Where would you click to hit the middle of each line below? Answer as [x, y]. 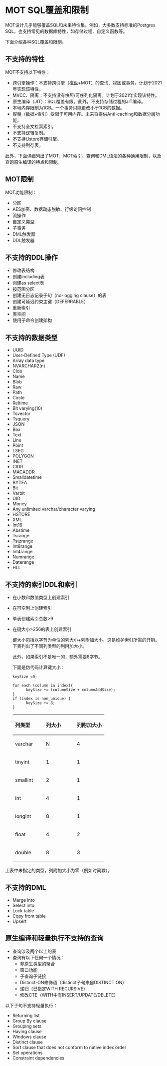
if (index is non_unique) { [41, 699]
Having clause [27, 1031]
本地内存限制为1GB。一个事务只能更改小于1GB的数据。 [68, 107]
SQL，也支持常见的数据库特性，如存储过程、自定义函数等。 [66, 31]
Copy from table [29, 916]
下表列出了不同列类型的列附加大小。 [50, 646]
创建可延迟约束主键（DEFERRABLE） [50, 302]
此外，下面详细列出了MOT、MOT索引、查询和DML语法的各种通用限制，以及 [83, 156]
